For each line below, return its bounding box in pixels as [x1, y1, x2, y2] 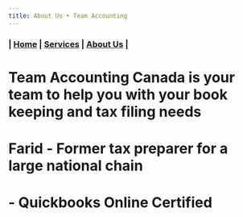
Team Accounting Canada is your [8, 68, 236, 86]
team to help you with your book [8, 86, 228, 103]
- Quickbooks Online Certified [8, 194, 213, 212]
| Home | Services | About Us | [8, 38, 129, 49]
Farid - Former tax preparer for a [8, 139, 229, 157]
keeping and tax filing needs [8, 102, 202, 121]
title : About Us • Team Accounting [8, 11, 128, 20]
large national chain [8, 156, 143, 174]
